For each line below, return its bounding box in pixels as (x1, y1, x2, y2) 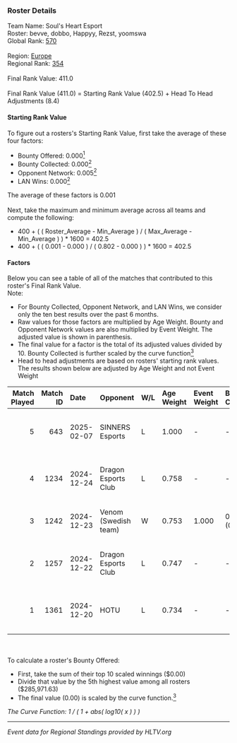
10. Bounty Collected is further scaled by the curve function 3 (17, 348, 194, 357)
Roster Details (7, 6, 57, 16)
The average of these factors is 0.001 (7, 191, 116, 199)
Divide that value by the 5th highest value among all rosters (17, 677, 190, 686)
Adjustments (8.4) (7, 97, 60, 105)
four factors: (7, 136, 44, 145)
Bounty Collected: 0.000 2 (17, 158, 92, 168)
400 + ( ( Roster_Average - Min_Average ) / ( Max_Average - (17, 227, 193, 235)
